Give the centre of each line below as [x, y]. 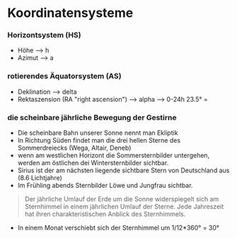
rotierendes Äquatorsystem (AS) [64, 76]
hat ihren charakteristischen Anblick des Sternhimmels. [105, 214]
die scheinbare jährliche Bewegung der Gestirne [92, 117]
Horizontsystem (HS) [44, 35]
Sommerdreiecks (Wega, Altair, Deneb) [74, 148]
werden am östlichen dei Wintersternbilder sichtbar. [93, 163]
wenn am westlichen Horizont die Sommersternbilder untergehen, [114, 155]
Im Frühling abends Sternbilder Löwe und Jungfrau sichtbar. [105, 186]
